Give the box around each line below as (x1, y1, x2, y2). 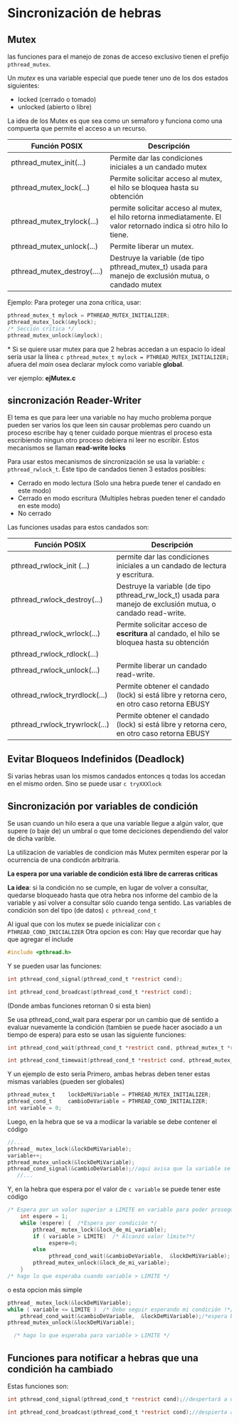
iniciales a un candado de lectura (116, 561, 227, 571)
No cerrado (17, 509, 52, 518)
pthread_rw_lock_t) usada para (116, 590, 220, 600)
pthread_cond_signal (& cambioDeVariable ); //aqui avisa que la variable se (7, 1165, 231, 1173)
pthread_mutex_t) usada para (110, 262, 208, 272)
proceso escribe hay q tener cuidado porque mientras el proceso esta (7, 428, 212, 437)
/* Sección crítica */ (7, 325, 75, 333)
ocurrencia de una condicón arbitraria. (7, 855, 120, 864)
